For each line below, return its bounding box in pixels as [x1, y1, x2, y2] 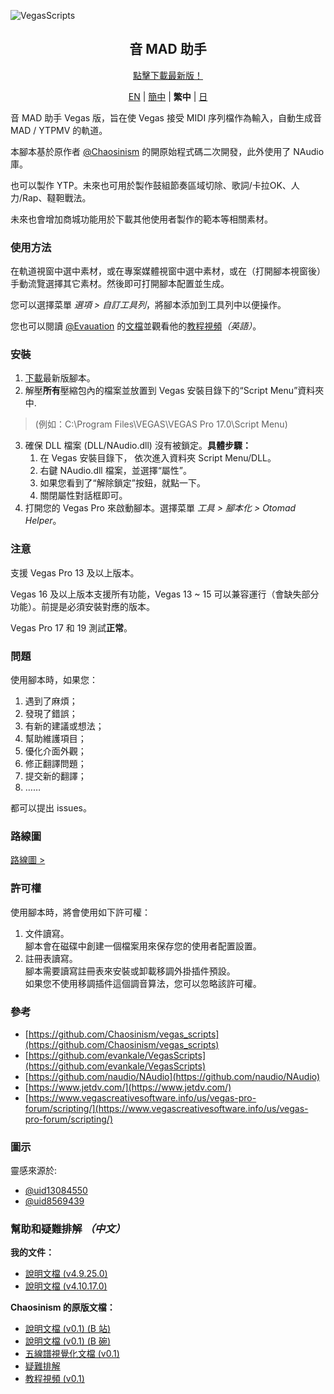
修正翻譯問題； [24, 758, 87, 769]
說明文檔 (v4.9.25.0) [24, 1268, 108, 1280]
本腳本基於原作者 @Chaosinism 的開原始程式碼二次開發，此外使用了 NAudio [10, 145, 325, 157]
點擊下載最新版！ [133, 69, 203, 81]
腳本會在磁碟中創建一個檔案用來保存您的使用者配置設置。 [24, 940, 262, 952]
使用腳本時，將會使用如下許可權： [10, 906, 151, 918]
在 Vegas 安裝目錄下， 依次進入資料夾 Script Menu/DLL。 [39, 452, 277, 464]
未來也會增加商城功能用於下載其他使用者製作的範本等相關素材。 [10, 213, 273, 225]
